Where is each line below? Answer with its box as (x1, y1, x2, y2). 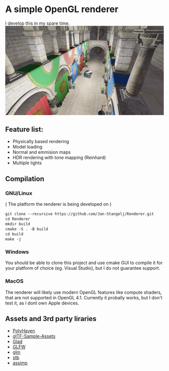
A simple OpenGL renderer (5, 4, 119, 15)
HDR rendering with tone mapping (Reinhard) (12, 155, 106, 161)
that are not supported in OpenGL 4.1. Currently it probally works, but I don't (5, 294, 162, 300)
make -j (5, 236, 22, 241)
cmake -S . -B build (5, 226, 49, 231)
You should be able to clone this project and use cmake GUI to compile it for (5, 260, 163, 266)
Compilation (5, 174, 44, 183)
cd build (5, 231, 24, 236)
